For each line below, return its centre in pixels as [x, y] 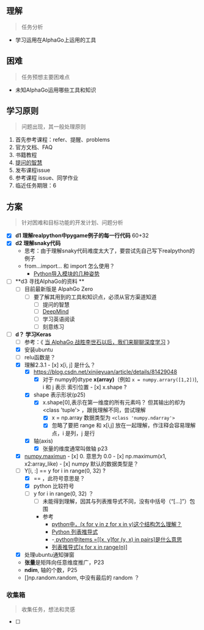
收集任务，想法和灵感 [48, 609]
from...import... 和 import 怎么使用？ [69, 266]
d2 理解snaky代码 [38, 243]
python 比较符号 [54, 486]
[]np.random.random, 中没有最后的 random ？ [82, 578]
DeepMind [56, 311]
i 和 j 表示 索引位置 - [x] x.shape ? [85, 387]
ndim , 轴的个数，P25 [51, 570]
